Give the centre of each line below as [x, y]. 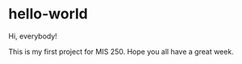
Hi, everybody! [33, 36]
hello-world [48, 14]
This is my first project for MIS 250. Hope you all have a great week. [121, 51]
